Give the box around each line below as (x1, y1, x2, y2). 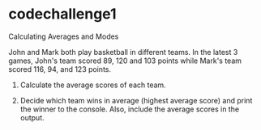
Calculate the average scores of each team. (19, 80, 166, 90)
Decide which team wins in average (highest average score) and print (19, 95, 253, 105)
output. (19, 112, 45, 122)
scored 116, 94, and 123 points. (8, 64, 112, 73)
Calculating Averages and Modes (8, 31, 119, 41)
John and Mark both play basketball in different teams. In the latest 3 (8, 47, 238, 57)
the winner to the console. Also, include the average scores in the (19, 104, 240, 114)
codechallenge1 (8, 5, 117, 23)
